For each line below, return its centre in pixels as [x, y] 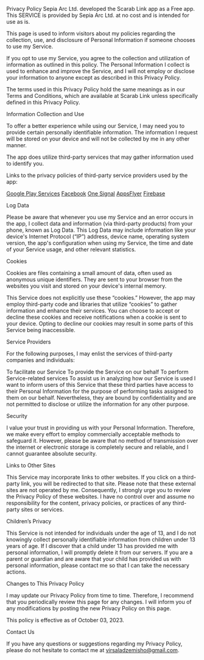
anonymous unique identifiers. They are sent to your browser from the [94, 280]
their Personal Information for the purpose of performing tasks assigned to [100, 391]
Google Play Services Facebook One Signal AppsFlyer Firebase [86, 193]
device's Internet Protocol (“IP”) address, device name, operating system [98, 236]
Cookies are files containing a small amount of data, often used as [89, 273]
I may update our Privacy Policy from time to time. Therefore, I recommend [100, 595]
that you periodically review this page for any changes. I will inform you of [99, 602]
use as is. [18, 22]
